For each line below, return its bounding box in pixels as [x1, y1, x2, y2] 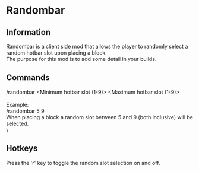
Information [6, 27, 51, 37]
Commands [6, 72, 50, 83]
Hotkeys [6, 144, 38, 154]
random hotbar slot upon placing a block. [6, 49, 107, 56]
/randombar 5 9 [6, 107, 45, 114]
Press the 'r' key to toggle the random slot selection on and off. [6, 159, 160, 166]
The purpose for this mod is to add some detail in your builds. [6, 56, 157, 62]
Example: [6, 101, 29, 108]
